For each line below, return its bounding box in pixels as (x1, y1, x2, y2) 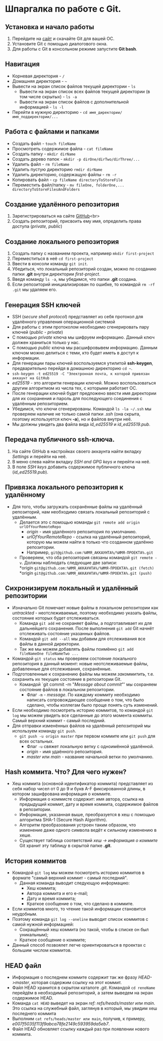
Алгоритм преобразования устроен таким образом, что (19, 822, 136, 828)
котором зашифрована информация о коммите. (12, 791, 112, 797)
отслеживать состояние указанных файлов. (19, 630, 111, 636)
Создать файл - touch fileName (12, 140, 76, 146)
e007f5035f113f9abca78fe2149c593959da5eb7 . (12, 1021, 110, 1026)
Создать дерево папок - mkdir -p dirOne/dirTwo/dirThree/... (12, 156, 140, 162)
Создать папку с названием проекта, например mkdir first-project (12, 251, 155, 256)
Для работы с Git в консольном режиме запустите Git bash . (12, 46, 138, 52)
